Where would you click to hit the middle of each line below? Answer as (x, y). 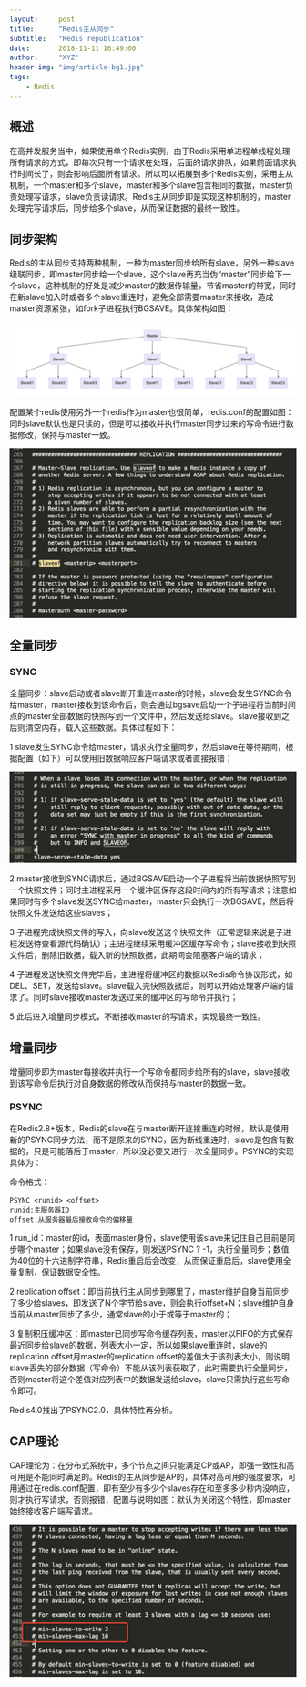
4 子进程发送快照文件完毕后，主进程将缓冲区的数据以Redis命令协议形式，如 (151, 974)
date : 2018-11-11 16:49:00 (73, 48)
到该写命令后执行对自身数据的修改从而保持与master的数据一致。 (130, 1083)
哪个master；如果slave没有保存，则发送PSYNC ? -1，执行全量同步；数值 (153, 1249)
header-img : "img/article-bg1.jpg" (77, 68)
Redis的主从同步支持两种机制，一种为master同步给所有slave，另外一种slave (152, 263)
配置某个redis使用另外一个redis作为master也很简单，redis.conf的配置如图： (152, 412)
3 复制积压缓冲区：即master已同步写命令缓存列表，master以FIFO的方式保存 (152, 1333)
